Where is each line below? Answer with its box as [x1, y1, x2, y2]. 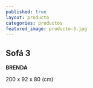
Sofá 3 [5, 48, 31, 58]
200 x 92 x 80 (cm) [5, 76, 54, 83]
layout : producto [5, 14, 50, 20]
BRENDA [5, 64, 28, 71]
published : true [5, 8, 46, 15]
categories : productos [5, 20, 63, 26]
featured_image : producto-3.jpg [5, 25, 87, 32]
